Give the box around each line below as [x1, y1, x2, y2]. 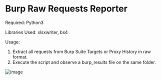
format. [12, 53, 28, 60]
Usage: [5, 38, 20, 45]
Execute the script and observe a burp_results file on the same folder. [12, 59, 156, 65]
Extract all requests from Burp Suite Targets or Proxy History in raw [12, 48, 151, 54]
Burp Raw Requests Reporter [5, 3, 127, 14]
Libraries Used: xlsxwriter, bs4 [5, 29, 68, 35]
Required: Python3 [5, 19, 44, 25]
